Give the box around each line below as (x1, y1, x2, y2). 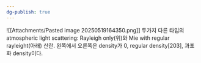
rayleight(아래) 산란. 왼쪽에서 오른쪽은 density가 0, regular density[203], (6, 42, 183, 49)
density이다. (12, 50, 43, 57)
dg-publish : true (6, 9, 51, 15)
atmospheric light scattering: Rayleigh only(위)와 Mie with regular (6, 34, 170, 42)
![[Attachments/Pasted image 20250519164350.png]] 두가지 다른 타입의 (6, 26, 185, 34)
